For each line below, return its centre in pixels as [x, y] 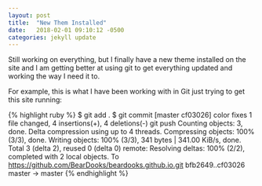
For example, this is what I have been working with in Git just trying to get [127, 92]
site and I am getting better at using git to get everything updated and [120, 68]
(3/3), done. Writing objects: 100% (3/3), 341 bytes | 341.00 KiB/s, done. [125, 140]
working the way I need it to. [54, 76]
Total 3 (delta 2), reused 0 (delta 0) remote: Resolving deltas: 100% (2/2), [127, 148]
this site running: [35, 100]
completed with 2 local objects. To [64, 157]
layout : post [29, 15]
